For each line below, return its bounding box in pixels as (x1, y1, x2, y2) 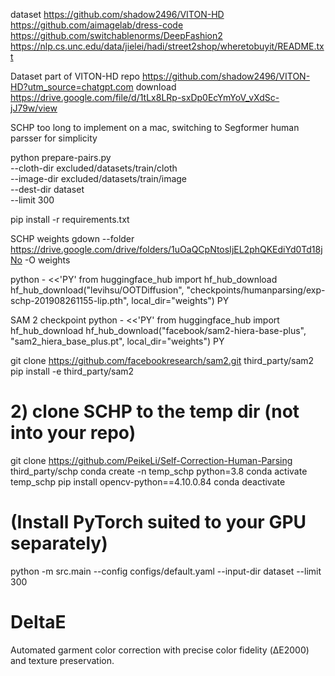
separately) (10, 532, 108, 555)
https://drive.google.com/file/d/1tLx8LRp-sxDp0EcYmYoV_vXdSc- (10, 92, 280, 103)
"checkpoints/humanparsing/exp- (186, 284, 326, 296)
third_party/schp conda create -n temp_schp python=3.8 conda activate (10, 465, 308, 477)
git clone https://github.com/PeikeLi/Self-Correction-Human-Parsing (10, 454, 293, 466)
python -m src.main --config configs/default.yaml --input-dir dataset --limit (10, 565, 322, 577)
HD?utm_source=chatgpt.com (10, 81, 134, 93)
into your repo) (10, 422, 137, 444)
